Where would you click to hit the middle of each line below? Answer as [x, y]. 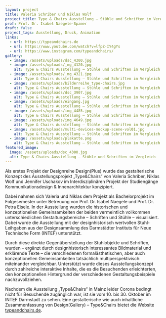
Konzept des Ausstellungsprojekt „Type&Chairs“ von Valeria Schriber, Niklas [82, 176]
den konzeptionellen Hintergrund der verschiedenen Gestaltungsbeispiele [80, 274]
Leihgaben [16, 227]
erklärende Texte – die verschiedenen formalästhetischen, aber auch [75, 253]
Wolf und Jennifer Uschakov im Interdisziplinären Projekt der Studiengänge [82, 182]
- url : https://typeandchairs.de [44, 42]
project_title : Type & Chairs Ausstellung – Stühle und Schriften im [78, 19]
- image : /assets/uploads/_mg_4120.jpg [51, 65]
